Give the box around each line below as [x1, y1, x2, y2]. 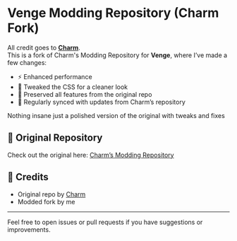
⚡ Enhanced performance [17, 72, 93, 81]
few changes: [7, 58, 47, 66]
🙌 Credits [7, 171, 49, 183]
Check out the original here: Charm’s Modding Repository [7, 151, 174, 159]
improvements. [7, 225, 51, 234]
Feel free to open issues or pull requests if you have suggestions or [7, 218, 203, 226]
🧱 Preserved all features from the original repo [17, 90, 152, 98]
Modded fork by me [17, 197, 75, 206]
